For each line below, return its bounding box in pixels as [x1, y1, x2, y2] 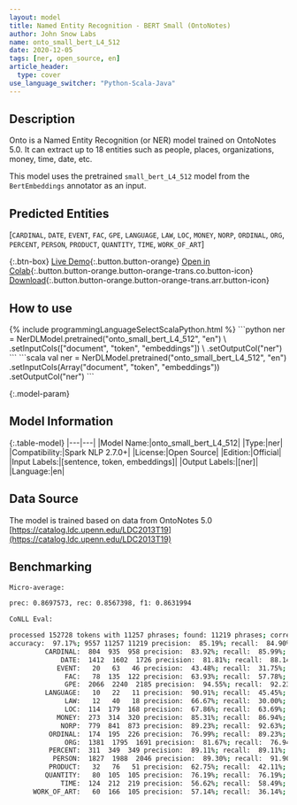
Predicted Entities [9, 205, 110, 221]
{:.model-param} [9, 389, 71, 399]
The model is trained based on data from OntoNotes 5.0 [9, 515, 212, 525]
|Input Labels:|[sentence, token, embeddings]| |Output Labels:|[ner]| [9, 456, 259, 467]
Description [9, 112, 75, 127]
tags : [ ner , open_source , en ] [9, 54, 121, 63]
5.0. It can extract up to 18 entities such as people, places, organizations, [9, 144, 275, 155]
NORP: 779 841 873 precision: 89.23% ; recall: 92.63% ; [60, 721, 287, 731]
